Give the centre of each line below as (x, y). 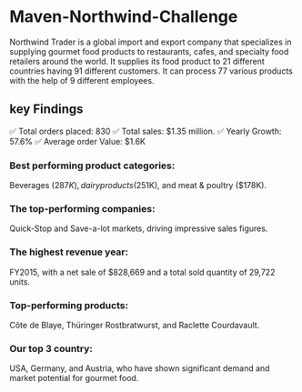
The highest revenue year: (69, 252)
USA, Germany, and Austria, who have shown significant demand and (140, 368)
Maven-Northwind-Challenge (124, 17)
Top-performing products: (69, 305)
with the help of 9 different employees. (82, 80)
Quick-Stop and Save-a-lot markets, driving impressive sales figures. (139, 228)
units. (20, 281)
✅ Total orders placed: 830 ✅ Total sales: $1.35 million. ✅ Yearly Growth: (146, 131)
